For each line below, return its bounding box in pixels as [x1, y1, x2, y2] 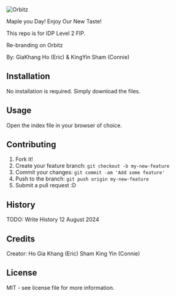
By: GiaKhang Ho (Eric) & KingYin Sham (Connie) [6, 53, 130, 61]
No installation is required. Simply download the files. [6, 87, 141, 95]
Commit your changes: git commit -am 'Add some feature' [15, 169, 166, 176]
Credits [6, 233, 36, 244]
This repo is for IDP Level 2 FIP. [6, 29, 86, 37]
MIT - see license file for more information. [6, 284, 115, 291]
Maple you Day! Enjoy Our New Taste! [6, 18, 102, 25]
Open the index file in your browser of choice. [6, 122, 123, 129]
